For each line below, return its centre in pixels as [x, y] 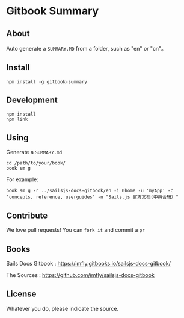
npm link [17, 119]
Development [32, 100]
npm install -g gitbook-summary [47, 82]
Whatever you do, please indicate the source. [63, 308]
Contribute [27, 215]
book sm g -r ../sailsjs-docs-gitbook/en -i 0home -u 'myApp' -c [90, 191]
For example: [23, 179]
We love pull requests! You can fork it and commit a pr [76, 230]
